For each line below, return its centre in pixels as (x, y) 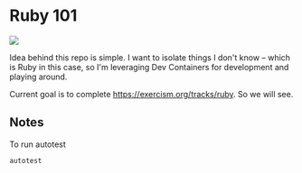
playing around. (38, 77)
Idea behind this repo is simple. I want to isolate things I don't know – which (150, 57)
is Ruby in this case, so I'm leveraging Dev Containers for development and (149, 67)
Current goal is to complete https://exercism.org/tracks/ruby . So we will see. (151, 94)
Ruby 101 (43, 16)
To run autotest (38, 144)
